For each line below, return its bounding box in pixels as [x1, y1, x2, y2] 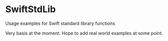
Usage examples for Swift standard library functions [5, 20, 115, 26]
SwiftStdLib [5, 4, 56, 15]
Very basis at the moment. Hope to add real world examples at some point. [5, 30, 163, 36]
